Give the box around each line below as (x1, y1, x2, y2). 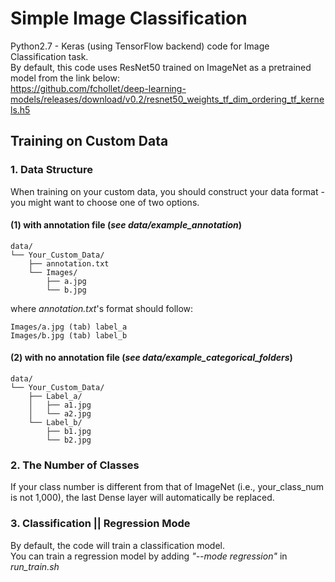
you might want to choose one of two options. (10, 196, 200, 208)
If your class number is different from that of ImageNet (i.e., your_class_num (10, 481, 325, 493)
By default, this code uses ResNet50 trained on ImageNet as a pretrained (10, 61, 312, 73)
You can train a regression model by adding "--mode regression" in (10, 550, 288, 562)
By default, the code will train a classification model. (10, 539, 226, 551)
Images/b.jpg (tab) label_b (10, 330, 128, 341)
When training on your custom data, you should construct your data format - (10, 185, 325, 197)
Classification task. (10, 50, 89, 62)
